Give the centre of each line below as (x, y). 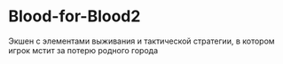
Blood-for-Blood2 (75, 16)
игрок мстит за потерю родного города (83, 50)
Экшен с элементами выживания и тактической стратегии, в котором (142, 41)
